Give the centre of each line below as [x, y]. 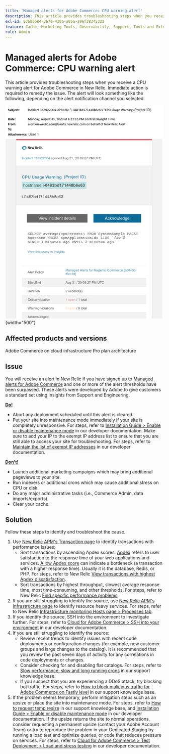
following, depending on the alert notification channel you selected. [75, 99]
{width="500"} [21, 322]
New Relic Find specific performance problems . [69, 595]
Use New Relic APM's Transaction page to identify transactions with [83, 542]
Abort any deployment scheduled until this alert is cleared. [73, 414]
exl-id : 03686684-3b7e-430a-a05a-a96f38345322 [55, 21]
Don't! [12, 462]
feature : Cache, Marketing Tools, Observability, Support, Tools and [80, 27]
